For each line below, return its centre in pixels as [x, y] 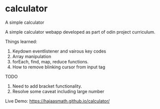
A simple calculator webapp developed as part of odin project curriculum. [80, 32]
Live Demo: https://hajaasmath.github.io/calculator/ [57, 101]
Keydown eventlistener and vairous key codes [59, 51]
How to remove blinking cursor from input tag [59, 67]
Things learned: [21, 41]
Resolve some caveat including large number [58, 91]
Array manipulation [32, 56]
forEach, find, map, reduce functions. [50, 61]
